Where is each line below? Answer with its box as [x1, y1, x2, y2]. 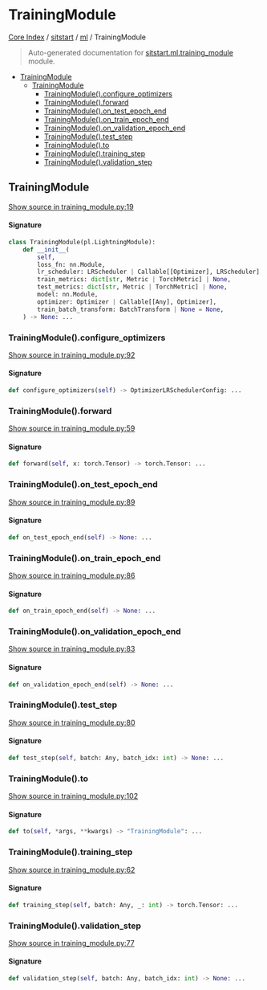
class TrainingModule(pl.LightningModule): [8, 238, 156, 246]
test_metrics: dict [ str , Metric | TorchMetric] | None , [37, 283, 228, 291]
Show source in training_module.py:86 [8, 571, 136, 580]
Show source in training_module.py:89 [8, 497, 136, 507]
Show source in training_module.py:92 [8, 350, 136, 359]
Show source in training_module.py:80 [8, 718, 136, 727]
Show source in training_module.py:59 [8, 423, 136, 433]
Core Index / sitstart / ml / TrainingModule [8, 32, 147, 42]
